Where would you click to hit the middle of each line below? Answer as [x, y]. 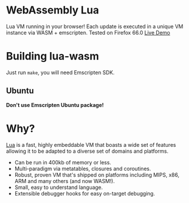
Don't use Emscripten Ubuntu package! [55, 105]
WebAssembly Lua [53, 10]
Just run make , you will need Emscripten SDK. [61, 72]
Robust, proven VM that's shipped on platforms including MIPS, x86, [97, 175]
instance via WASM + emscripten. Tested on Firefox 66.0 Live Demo [88, 32]
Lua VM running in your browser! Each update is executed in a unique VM [94, 26]
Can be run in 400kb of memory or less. [63, 162]
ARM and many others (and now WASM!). [65, 181]
